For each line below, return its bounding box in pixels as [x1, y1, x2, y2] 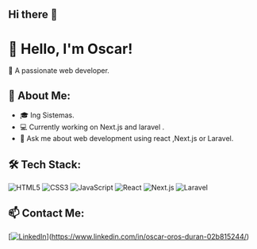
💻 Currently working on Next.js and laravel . [19, 122, 165, 132]
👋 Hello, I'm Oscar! [8, 40, 133, 58]
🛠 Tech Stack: [8, 158, 82, 171]
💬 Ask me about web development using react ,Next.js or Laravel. [19, 134, 234, 144]
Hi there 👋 [8, 8, 58, 21]
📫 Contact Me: [8, 207, 85, 220]
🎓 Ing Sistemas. [19, 110, 75, 120]
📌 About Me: [8, 89, 71, 102]
